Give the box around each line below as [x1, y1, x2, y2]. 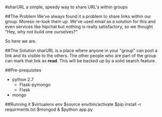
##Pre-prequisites [5, 67, 42, 73]
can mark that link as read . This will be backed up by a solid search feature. [5, 58, 156, 63]
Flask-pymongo [19, 82, 51, 88]
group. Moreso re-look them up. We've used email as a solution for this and [5, 19, 156, 24]
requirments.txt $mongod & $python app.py [5, 106, 93, 112]
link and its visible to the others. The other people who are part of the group [5, 53, 157, 58]
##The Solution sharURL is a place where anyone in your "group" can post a [5, 48, 158, 53]
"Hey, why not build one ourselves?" [5, 29, 78, 34]
